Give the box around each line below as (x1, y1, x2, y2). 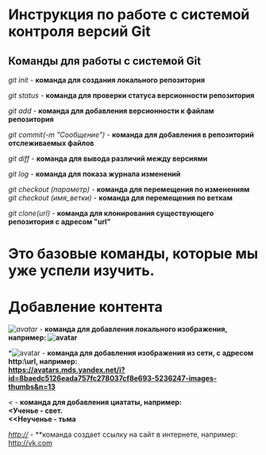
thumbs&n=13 (8, 382, 56, 391)
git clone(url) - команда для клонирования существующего (8, 208, 214, 218)
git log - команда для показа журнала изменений (8, 169, 181, 178)
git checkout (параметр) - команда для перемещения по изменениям (8, 185, 250, 194)
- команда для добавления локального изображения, (39, 325, 228, 334)
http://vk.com (8, 438, 53, 448)
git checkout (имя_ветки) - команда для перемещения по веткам (8, 193, 233, 202)
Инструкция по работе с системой (8, 6, 250, 24)
